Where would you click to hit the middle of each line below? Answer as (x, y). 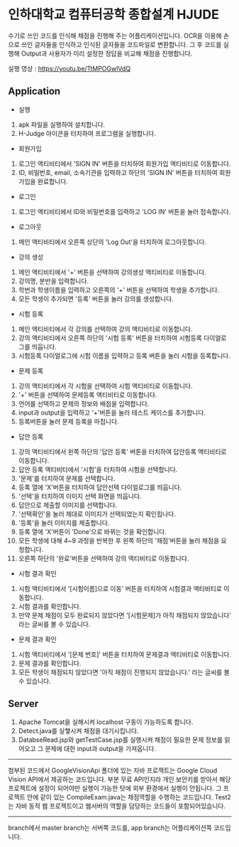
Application (34, 91)
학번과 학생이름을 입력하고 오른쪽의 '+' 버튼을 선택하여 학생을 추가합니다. (119, 289)
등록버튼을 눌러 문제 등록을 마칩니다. (68, 421)
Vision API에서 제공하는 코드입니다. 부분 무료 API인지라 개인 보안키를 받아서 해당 (119, 779)
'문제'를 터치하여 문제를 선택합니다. (67, 478)
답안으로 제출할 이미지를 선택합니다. (68, 505)
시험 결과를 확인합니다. (50, 606)
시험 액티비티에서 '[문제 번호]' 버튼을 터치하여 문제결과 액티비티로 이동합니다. (124, 654)
